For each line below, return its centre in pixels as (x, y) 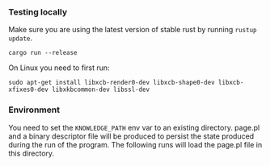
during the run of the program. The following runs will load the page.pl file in (135, 144)
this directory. (32, 153)
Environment (34, 110)
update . (20, 38)
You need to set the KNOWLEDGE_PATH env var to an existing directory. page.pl (134, 127)
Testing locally (38, 12)
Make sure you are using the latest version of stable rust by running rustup (133, 30)
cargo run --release (43, 53)
